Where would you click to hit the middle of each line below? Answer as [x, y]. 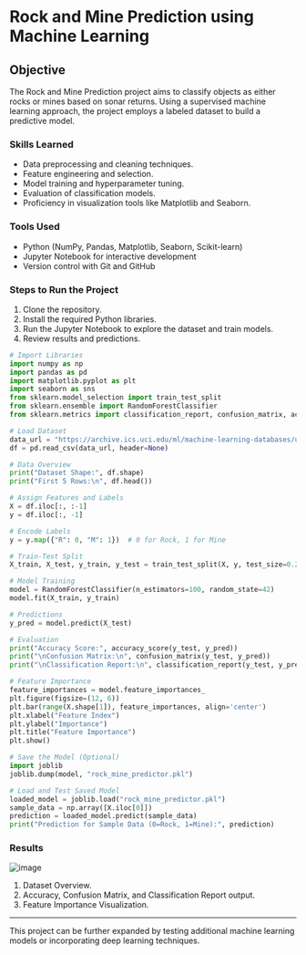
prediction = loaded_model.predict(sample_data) [103, 816]
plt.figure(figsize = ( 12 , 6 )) [65, 698]
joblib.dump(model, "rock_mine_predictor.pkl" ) [102, 774]
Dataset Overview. [57, 886]
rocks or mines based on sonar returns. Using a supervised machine [138, 101]
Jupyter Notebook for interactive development [110, 256]
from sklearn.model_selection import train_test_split [116, 398]
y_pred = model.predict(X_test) [71, 623]
